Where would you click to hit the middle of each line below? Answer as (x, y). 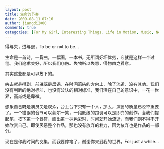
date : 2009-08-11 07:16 (29, 19)
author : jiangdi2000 (26, 23)
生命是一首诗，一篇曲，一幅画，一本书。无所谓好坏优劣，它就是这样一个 (78, 57)
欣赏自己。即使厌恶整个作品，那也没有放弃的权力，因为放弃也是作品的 (80, 125)
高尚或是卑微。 (29, 96)
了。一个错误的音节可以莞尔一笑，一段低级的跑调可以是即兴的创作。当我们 (80, 113)
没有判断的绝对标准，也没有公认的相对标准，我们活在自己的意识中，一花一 (80, 90)
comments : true (20, 28)
